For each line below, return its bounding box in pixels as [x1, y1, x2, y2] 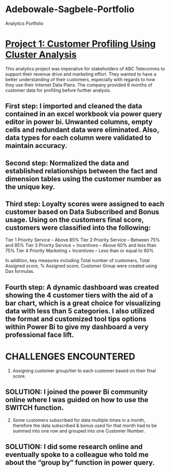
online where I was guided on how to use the [5, 395, 149, 404]
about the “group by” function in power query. [5, 458, 155, 467]
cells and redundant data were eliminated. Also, [5, 126, 159, 134]
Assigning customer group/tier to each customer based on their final [12, 368, 156, 374]
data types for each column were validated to [5, 133, 152, 142]
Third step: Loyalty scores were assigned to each [5, 200, 164, 208]
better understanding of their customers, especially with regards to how [5, 76, 156, 82]
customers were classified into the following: [5, 224, 151, 232]
